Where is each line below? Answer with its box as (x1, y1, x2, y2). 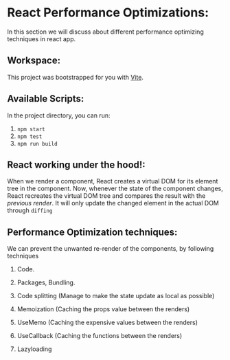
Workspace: (7, 55, 60, 67)
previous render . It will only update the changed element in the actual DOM (7, 199, 220, 207)
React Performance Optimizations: (7, 5, 209, 21)
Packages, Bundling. (16, 278, 76, 286)
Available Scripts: (7, 93, 84, 104)
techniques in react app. (7, 34, 76, 43)
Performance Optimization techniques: (7, 226, 178, 238)
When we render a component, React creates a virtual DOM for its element (7, 177, 218, 185)
